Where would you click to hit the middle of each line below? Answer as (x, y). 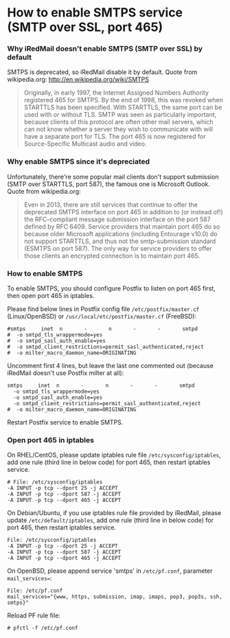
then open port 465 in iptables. (51, 296)
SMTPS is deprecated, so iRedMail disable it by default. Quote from (102, 72)
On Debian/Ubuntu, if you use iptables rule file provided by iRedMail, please (114, 513)
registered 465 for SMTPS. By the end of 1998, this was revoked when (123, 100)
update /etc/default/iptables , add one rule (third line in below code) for (111, 521)
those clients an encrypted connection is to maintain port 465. (112, 255)
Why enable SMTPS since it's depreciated (79, 161)
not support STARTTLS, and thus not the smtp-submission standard (120, 241)
